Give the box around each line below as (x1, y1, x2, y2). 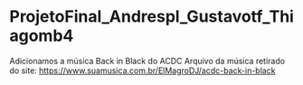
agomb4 (9, 25, 74, 46)
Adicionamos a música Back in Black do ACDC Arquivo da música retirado (9, 55, 286, 66)
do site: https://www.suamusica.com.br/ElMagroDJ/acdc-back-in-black (9, 65, 276, 76)
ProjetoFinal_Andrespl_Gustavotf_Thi (9, 6, 294, 27)
